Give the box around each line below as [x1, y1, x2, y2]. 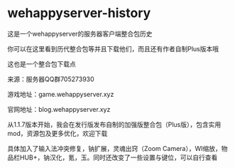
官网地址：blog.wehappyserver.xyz [7, 105, 111, 113]
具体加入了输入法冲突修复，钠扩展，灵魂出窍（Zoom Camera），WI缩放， [7, 144, 222, 152]
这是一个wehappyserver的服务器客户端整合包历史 [7, 29, 153, 38]
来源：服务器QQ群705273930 [7, 75, 94, 83]
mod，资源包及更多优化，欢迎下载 [7, 129, 108, 137]
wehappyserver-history [7, 5, 151, 21]
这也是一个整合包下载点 [7, 59, 76, 68]
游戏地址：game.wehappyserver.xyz [7, 90, 114, 98]
